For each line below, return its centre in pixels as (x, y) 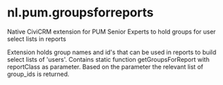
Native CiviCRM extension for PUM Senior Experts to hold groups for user (111, 32)
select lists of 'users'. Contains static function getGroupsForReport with (108, 59)
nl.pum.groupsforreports (80, 13)
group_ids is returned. (39, 74)
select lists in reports (37, 38)
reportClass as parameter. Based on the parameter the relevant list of (105, 66)
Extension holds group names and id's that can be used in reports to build (112, 52)
